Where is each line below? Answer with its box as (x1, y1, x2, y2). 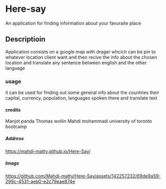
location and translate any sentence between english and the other (5, 60, 147, 66)
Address (5, 135, 24, 141)
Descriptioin (5, 35, 46, 44)
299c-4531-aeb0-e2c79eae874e (5, 178, 76, 185)
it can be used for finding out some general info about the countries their (5, 89, 159, 96)
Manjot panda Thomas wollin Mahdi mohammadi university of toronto (5, 118, 153, 124)
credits (5, 106, 21, 113)
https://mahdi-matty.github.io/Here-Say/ (5, 148, 91, 155)
